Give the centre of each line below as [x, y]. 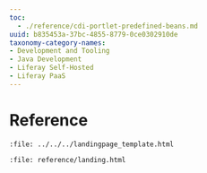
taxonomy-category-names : [57, 43]
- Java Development [46, 59]
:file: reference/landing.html [68, 160]
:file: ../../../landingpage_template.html [92, 144]
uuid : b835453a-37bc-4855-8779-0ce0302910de [94, 34]
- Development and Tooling [60, 51]
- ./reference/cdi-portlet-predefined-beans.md [108, 26]
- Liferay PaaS [38, 76]
